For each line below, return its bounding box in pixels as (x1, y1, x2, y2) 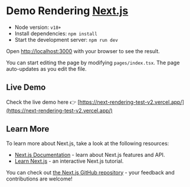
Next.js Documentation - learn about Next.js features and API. (14, 151, 165, 158)
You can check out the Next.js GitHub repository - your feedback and (6, 169, 175, 176)
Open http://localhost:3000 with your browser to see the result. (6, 47, 160, 54)
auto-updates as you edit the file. (6, 65, 87, 72)
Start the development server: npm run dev (14, 36, 118, 43)
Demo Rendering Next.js (6, 4, 129, 18)
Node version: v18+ (14, 24, 61, 31)
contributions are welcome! (6, 175, 73, 182)
